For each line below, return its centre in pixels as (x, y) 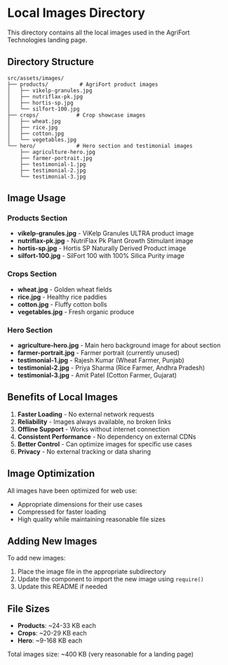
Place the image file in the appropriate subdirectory (92, 572)
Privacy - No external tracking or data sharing (84, 451)
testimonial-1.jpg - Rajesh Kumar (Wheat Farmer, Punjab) (101, 361)
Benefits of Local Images (62, 398)
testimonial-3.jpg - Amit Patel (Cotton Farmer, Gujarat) (97, 375)
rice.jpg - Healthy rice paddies (62, 297)
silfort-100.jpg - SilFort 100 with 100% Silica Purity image (101, 256)
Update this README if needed (62, 587)
